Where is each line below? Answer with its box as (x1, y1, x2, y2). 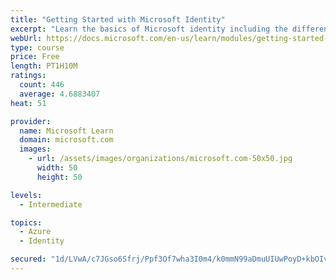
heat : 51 (10, 98, 47, 108)
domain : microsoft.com (19, 135, 114, 145)
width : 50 (36, 163, 78, 173)
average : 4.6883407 (19, 89, 101, 99)
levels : (10, 190, 43, 200)
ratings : (10, 71, 47, 81)
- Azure (19, 227, 52, 237)
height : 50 (36, 172, 83, 182)
